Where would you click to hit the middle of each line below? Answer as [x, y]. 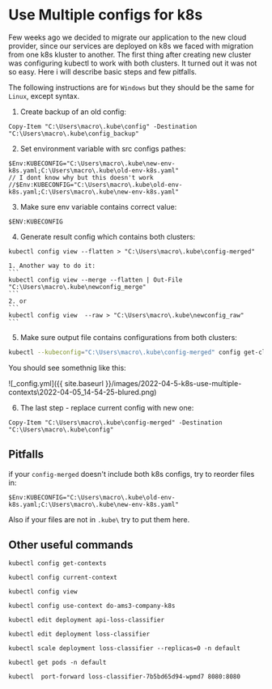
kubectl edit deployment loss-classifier [79, 634]
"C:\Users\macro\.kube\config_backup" [74, 134]
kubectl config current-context [63, 578]
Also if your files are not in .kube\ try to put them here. [99, 519]
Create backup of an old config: [73, 112]
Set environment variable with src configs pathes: [103, 148]
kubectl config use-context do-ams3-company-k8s [92, 606]
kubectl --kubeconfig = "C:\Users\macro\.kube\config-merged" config [125, 352]
